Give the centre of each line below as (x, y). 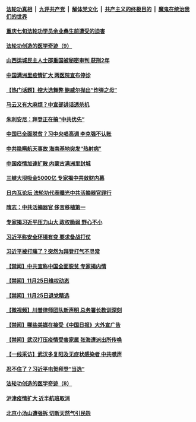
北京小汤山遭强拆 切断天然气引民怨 (48, 413)
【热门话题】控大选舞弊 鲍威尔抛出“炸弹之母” (62, 90)
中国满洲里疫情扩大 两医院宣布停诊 (48, 75)
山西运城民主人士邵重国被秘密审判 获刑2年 (58, 61)
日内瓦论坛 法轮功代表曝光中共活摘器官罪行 (59, 192)
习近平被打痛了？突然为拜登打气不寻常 (53, 252)
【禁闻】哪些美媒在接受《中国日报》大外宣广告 (63, 325)
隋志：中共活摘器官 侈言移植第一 (46, 207)
